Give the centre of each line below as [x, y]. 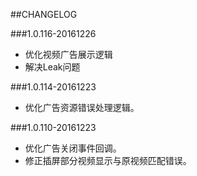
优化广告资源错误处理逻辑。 [82, 107]
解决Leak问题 [52, 67]
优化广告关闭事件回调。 [73, 148]
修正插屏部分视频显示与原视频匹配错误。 [108, 160]
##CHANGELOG [44, 14]
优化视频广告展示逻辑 [68, 54]
